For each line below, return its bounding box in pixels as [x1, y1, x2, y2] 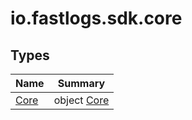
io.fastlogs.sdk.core [10, 7, 183, 30]
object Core [53, 93, 110, 107]
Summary [57, 77, 106, 90]
